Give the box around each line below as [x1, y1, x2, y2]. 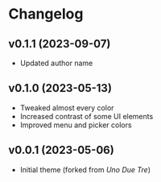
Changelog [8, 5, 84, 23]
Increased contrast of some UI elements [19, 111, 154, 121]
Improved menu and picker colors [19, 120, 132, 130]
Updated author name [19, 58, 93, 68]
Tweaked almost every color [19, 102, 114, 113]
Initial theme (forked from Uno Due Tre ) [19, 164, 151, 174]
